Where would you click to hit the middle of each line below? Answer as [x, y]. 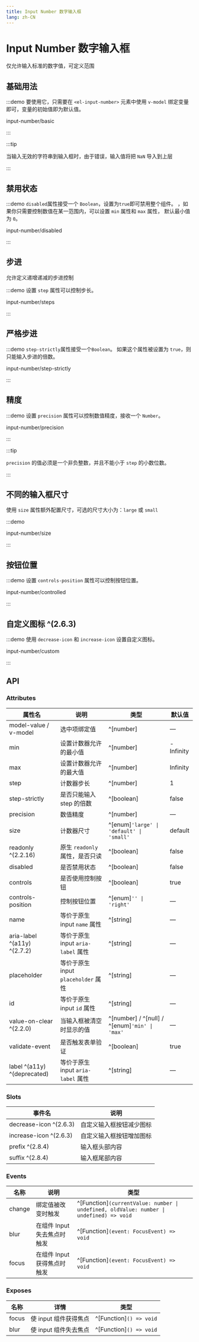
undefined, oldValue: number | [121, 1210]
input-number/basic [30, 121]
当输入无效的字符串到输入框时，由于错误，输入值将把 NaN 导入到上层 [89, 156]
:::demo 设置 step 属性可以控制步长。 [51, 290]
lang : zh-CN [21, 17]
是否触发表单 [78, 1042]
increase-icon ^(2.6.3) [41, 1135]
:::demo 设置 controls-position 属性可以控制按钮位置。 [74, 580]
